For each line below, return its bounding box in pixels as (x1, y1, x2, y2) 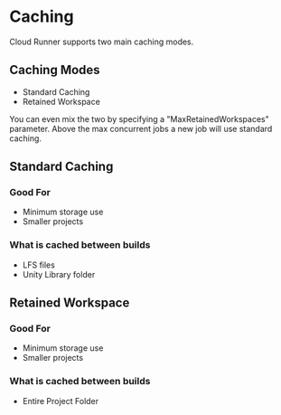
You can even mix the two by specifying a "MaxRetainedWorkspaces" (9, 113, 269, 124)
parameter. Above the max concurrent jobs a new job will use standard (9, 123, 273, 134)
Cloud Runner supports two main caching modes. (9, 36, 194, 47)
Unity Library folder (22, 269, 96, 279)
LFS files (22, 259, 56, 270)
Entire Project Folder (22, 395, 99, 406)
